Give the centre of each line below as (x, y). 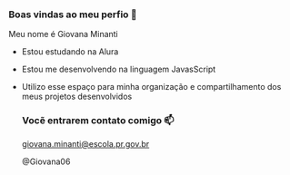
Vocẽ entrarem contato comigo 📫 (98, 121)
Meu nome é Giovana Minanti (64, 34)
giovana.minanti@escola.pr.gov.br (85, 143)
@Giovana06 (46, 161)
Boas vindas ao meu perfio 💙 (73, 15)
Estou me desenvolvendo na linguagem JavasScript (119, 69)
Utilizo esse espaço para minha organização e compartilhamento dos (151, 87)
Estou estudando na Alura (70, 52)
